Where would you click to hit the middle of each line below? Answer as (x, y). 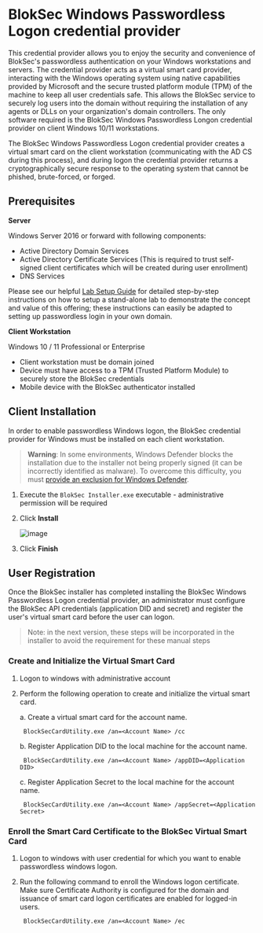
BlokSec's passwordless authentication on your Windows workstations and (130, 61)
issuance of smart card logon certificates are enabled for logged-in (128, 898)
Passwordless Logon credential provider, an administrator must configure (127, 601)
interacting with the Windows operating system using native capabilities (124, 78)
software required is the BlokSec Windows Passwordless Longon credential (130, 119)
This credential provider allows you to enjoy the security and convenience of (132, 53)
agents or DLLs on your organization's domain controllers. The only (117, 111)
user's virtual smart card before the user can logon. (91, 617)
